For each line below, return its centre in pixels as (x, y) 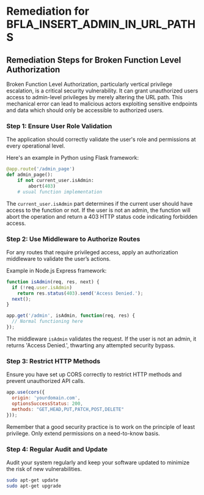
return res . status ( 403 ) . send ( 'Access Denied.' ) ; (80, 293)
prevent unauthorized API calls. (46, 381)
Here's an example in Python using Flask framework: (73, 158)
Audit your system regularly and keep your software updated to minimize (98, 462)
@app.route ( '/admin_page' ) (41, 169)
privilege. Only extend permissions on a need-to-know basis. (83, 433)
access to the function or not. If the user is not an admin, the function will (98, 210)
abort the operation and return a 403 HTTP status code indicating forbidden (102, 216)
